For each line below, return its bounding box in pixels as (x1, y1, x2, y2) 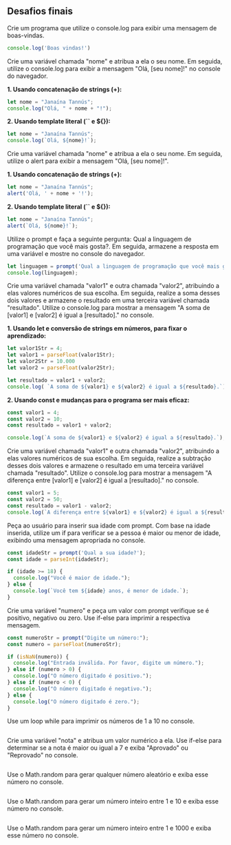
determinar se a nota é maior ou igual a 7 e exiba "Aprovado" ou (7, 744, 189, 752)
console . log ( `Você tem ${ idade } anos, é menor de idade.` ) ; (13, 587, 189, 594)
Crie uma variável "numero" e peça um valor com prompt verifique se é (7, 606, 210, 614)
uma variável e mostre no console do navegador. (7, 249, 146, 258)
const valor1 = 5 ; (7, 489, 60, 496)
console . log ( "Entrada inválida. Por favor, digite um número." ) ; (13, 659, 205, 667)
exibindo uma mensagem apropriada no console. (7, 536, 146, 544)
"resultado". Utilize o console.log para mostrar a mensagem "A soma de (7, 304, 210, 312)
